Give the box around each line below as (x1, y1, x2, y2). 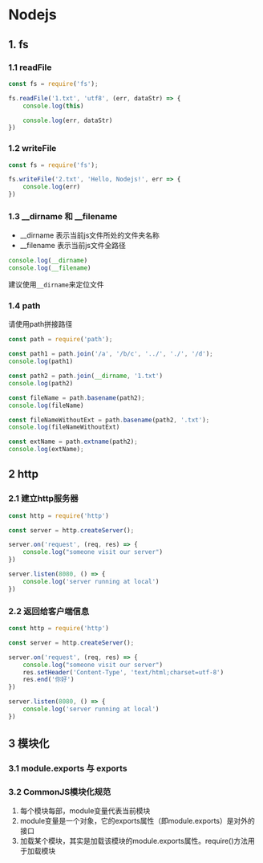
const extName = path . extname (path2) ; (8, 438, 138, 446)
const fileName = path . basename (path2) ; (8, 393, 146, 402)
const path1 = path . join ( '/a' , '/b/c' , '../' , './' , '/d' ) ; (8, 350, 214, 358)
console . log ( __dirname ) (8, 257, 88, 265)
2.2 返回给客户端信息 (8, 605, 90, 617)
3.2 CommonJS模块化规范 (8, 786, 111, 797)
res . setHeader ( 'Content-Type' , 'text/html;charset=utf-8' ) (22, 668, 225, 676)
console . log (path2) (8, 379, 74, 387)
